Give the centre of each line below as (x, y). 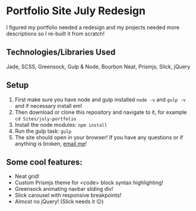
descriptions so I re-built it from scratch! (56, 33)
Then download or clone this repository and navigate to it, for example (101, 112)
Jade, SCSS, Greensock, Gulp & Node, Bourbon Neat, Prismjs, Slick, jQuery (98, 66)
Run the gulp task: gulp (43, 131)
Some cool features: (44, 162)
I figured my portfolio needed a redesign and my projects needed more (93, 27)
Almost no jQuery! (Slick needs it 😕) (59, 202)
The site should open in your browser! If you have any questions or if (99, 137)
